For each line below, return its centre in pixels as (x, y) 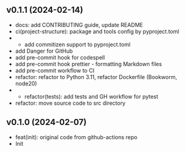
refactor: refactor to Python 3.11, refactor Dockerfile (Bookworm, (96, 77)
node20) (26, 83)
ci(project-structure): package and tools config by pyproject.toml (97, 31)
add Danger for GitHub (44, 51)
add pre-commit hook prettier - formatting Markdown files (89, 64)
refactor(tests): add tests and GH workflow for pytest (91, 96)
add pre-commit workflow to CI (55, 70)
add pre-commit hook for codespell (60, 57)
